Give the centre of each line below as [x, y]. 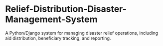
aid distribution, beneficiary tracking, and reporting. [58, 38]
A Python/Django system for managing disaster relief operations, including [82, 33]
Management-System [52, 19]
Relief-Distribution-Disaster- [66, 9]
